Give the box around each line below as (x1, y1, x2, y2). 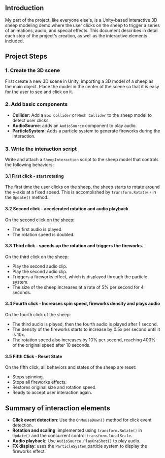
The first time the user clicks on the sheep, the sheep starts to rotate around (5, 184, 160, 190)
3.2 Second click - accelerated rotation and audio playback (5, 205, 129, 211)
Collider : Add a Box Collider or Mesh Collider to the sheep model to (12, 112, 152, 118)
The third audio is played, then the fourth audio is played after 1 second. (12, 321, 158, 327)
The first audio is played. (12, 226, 63, 232)
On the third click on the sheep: (5, 254, 69, 260)
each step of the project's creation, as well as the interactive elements (5, 33, 148, 38)
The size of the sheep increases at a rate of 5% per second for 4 (12, 284, 144, 290)
